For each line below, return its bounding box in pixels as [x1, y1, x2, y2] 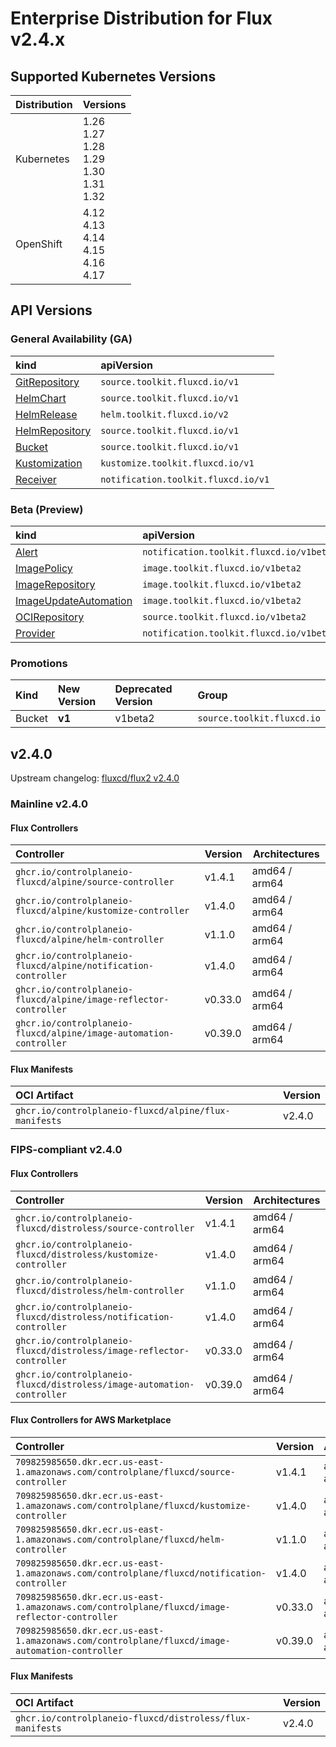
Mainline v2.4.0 [10, 797, 89, 811]
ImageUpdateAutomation [15, 593, 133, 607]
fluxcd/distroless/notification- [15, 1311, 175, 1322]
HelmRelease [15, 407, 78, 421]
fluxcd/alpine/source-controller [15, 877, 175, 888]
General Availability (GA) [10, 332, 133, 346]
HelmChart [15, 391, 67, 405]
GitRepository [15, 375, 80, 389]
